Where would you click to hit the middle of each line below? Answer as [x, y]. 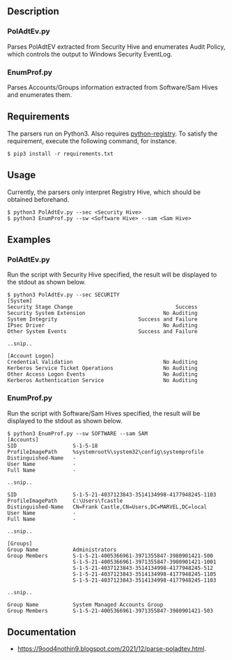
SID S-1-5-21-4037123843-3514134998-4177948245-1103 [112, 494]
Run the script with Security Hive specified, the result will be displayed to [112, 274]
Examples [29, 240]
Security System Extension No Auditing [102, 314]
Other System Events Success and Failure [102, 332]
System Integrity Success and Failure [102, 320]
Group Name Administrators [62, 550]
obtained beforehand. [38, 199]
